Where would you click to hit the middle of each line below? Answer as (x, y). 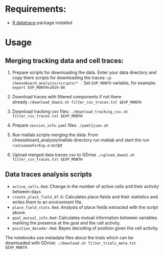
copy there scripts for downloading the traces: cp (62, 78)
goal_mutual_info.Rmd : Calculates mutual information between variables (85, 218)
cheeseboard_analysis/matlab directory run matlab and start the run (81, 140)
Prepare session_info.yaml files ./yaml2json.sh (60, 125)
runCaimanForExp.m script (37, 145)
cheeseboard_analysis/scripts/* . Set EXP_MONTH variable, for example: (84, 83)
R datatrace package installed (42, 23)
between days (26, 191)
